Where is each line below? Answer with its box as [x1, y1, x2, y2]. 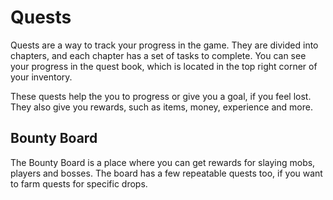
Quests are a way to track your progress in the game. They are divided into [10, 39, 319, 51]
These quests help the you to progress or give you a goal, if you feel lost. [10, 90, 312, 102]
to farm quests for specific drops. [10, 177, 148, 190]
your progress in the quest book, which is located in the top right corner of [10, 60, 318, 72]
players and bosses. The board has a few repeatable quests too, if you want [10, 167, 323, 179]
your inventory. [10, 71, 73, 83]
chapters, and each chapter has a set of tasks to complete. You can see [10, 49, 307, 61]
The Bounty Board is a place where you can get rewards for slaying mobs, [10, 156, 316, 168]
